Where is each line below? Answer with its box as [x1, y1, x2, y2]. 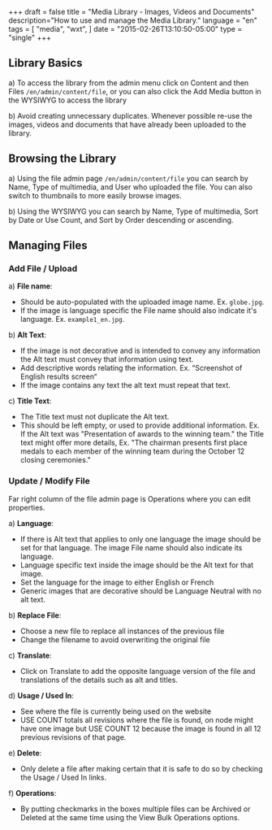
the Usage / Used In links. [19, 772, 107, 782]
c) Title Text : [8, 396, 52, 406]
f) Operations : [8, 788, 57, 797]
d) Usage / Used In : [8, 690, 75, 700]
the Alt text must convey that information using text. [19, 354, 194, 364]
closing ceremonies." [19, 455, 91, 465]
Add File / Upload [8, 263, 78, 274]
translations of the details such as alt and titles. [19, 675, 179, 684]
